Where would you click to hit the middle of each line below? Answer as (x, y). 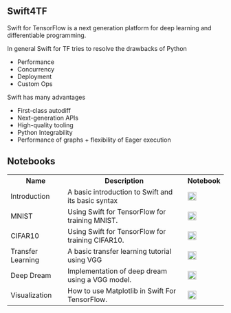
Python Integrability (45, 132)
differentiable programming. (47, 35)
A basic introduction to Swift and (120, 192)
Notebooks (31, 161)
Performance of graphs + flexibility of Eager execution (94, 140)
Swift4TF (27, 11)
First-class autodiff (44, 110)
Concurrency (36, 69)
